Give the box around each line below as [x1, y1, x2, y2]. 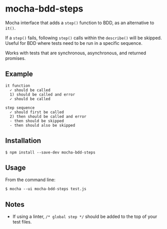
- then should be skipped [10, 118, 64, 123]
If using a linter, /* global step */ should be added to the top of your [12, 213, 157, 219]
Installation [5, 136, 41, 145]
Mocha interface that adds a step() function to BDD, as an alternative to [5, 20, 154, 26]
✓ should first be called [10, 109, 64, 115]
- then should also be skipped [10, 123, 75, 128]
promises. [5, 55, 26, 61]
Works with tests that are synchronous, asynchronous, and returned [5, 50, 146, 56]
